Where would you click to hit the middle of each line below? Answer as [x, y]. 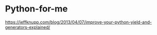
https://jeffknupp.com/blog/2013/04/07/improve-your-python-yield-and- [78, 22]
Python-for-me [36, 9]
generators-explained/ [28, 27]
